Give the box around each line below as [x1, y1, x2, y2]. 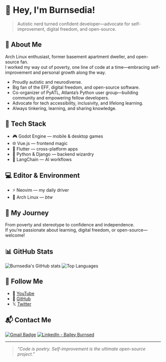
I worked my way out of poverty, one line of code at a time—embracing [5, 64, 150, 70]
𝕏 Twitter [12, 301, 32, 307]
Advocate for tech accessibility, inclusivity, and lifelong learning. [12, 100, 143, 106]
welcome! [5, 232, 25, 238]
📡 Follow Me [5, 277, 43, 286]
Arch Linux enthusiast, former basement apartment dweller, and [5, 53, 135, 59]
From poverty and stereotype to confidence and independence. [5, 222, 135, 228]
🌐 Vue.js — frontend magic [12, 140, 68, 146]
